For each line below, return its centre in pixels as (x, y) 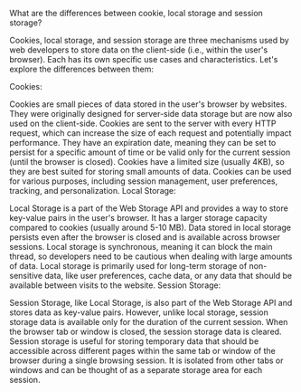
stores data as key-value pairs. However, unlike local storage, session (139, 312)
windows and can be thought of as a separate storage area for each (136, 370)
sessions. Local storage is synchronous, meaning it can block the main (141, 247)
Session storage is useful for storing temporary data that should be (134, 341)
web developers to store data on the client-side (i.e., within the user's (139, 50)
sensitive (26, 276)
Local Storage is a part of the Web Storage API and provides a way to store (149, 208)
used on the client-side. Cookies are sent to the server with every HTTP (143, 123)
